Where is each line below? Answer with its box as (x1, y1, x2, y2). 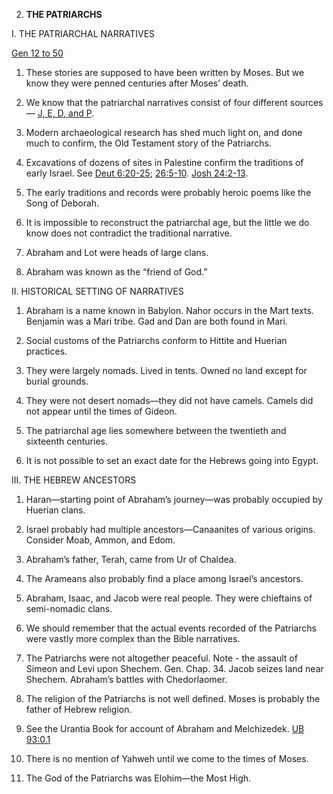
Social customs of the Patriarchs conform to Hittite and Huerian (25, 335, 288, 346)
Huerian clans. (25, 504, 86, 516)
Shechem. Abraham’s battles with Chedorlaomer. (25, 674, 228, 685)
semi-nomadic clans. (25, 603, 113, 614)
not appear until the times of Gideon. (25, 405, 178, 417)
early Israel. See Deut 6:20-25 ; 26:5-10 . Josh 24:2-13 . (25, 167, 249, 179)
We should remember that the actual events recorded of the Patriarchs (25, 622, 317, 634)
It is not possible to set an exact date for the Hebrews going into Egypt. (25, 455, 319, 466)
